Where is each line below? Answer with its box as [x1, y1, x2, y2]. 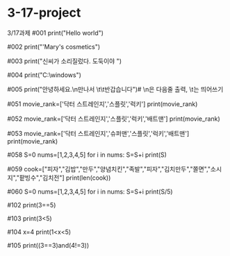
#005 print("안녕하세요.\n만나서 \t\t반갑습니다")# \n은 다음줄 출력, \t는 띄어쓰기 [7, 85, 224, 93]
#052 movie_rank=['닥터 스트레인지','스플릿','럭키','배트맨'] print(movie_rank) [7, 114, 220, 123]
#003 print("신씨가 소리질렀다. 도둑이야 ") [7, 57, 122, 65]
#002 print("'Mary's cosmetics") [7, 42, 101, 51]
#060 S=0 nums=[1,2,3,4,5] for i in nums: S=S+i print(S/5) [7, 187, 173, 196]
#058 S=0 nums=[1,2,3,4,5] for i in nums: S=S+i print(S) [7, 151, 167, 159]
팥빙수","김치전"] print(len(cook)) [19, 173, 111, 182]
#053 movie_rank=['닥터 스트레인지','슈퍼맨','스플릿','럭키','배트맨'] [7, 129, 190, 137]
